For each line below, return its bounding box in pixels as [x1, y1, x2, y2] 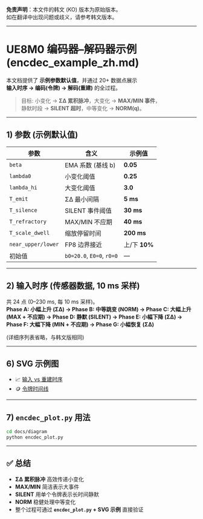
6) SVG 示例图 [6, 359, 59, 369]
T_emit [9, 195, 28, 202]
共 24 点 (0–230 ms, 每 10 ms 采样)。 [6, 298, 98, 305]
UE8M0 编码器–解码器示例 [6, 42, 137, 56]
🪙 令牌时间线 [14, 385, 49, 392]
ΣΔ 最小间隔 [64, 195, 100, 203]
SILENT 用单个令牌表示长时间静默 [14, 491, 100, 498]
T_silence [9, 207, 37, 214]
